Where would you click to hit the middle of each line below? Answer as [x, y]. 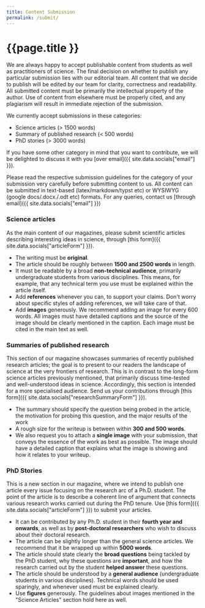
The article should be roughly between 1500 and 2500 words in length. [105, 264]
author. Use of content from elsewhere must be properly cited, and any [96, 97]
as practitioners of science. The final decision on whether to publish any [97, 72]
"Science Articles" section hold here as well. [71, 600]
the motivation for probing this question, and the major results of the [101, 416]
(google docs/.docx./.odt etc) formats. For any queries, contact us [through [101, 197]
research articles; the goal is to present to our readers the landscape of [96, 365]
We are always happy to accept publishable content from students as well [99, 65]
